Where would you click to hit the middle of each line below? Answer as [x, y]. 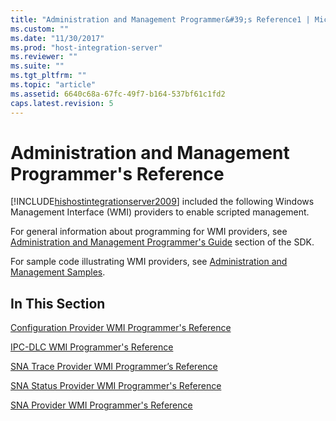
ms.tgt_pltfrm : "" [48, 76]
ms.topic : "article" [53, 85]
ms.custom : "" [40, 29]
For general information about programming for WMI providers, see [149, 232]
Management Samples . [58, 272]
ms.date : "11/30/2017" [57, 38]
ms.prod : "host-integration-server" [86, 47]
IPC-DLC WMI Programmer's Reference [92, 347]
